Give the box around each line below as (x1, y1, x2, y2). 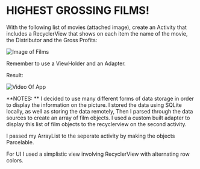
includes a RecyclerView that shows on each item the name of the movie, (6, 30, 188, 37)
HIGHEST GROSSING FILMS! (6, 4, 149, 18)
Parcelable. (6, 138, 34, 145)
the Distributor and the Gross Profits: (6, 36, 98, 43)
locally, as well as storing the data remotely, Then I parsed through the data (6, 107, 193, 115)
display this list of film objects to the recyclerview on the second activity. (6, 120, 187, 127)
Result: (6, 71, 23, 78)
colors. (6, 156, 23, 164)
